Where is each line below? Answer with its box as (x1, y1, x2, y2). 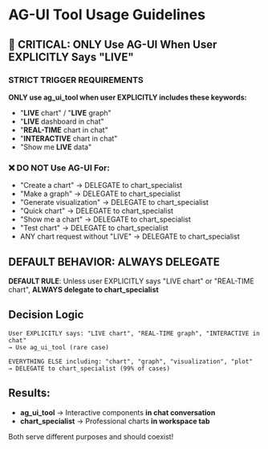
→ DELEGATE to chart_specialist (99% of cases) (8, 364, 171, 373)
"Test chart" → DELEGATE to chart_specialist (19, 223, 169, 233)
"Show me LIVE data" (19, 142, 92, 152)
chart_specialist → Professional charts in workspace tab (19, 416, 210, 426)
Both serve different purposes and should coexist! (8, 431, 174, 441)
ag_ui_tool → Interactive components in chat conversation (19, 407, 216, 417)
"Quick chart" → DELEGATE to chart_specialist (19, 206, 174, 216)
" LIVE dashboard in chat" (19, 116, 104, 126)
